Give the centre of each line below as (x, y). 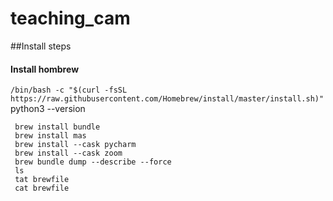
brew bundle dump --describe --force (93, 162)
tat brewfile (42, 180)
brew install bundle (57, 127)
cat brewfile (42, 188)
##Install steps (41, 46)
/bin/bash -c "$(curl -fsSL (69, 90)
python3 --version (48, 109)
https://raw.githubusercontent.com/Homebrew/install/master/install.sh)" (167, 99)
